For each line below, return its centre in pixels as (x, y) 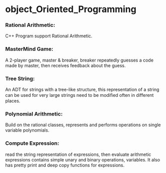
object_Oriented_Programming (71, 9)
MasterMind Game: (29, 49)
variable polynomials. (27, 130)
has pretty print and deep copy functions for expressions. (65, 165)
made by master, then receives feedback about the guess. (65, 65)
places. (13, 101)
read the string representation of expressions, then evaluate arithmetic (78, 154)
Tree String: (20, 78)
